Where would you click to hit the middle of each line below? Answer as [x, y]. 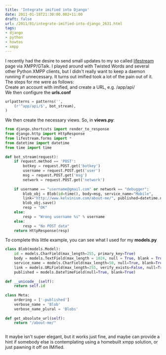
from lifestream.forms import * [38, 138]
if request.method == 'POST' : [45, 162]
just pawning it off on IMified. [35, 347]
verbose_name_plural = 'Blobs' [46, 309]
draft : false [19, 19]
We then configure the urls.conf [38, 92]
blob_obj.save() [40, 203]
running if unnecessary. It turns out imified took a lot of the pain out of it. [79, 76]
